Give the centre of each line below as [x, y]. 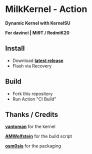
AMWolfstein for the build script [39, 136]
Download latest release [38, 60]
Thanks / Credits [32, 114]
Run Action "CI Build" [34, 99]
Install [15, 48]
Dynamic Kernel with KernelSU [38, 23]
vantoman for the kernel [30, 126]
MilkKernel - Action [46, 9]
